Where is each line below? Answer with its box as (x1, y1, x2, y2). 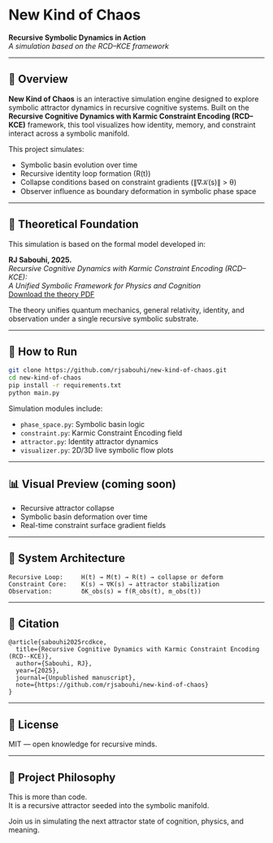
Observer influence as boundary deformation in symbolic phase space (19, 186, 257, 196)
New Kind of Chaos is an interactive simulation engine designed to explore (8, 93, 259, 103)
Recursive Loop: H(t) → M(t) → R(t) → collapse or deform (8, 573, 223, 581)
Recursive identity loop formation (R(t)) (19, 168, 151, 178)
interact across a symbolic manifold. (8, 128, 130, 138)
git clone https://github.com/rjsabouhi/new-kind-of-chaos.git (8, 366, 227, 374)
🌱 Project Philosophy (8, 770, 116, 785)
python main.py (8, 389, 60, 397)
